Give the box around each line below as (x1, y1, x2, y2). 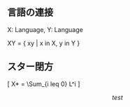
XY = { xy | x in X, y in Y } (7, 39, 80, 47)
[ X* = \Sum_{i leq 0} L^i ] (7, 79, 80, 88)
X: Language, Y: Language (7, 25, 84, 33)
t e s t (111, 93, 124, 101)
